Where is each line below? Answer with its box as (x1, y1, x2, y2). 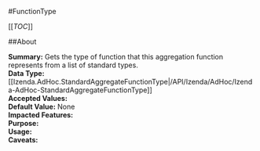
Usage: (8, 127, 33, 136)
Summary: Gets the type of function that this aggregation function (8, 52, 224, 61)
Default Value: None (8, 102, 75, 111)
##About (8, 37, 37, 46)
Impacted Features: (8, 110, 73, 120)
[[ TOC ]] (8, 22, 33, 31)
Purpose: (8, 119, 39, 128)
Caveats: (8, 135, 38, 144)
